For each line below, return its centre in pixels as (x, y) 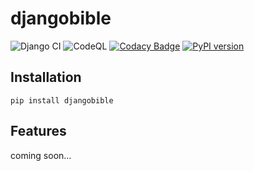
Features (38, 131)
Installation (46, 77)
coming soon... (41, 155)
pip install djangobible (62, 100)
